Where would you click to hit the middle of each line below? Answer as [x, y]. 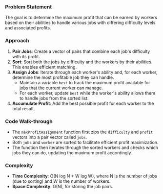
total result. [23, 108]
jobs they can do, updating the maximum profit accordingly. [72, 152]
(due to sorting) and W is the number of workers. [61, 181]
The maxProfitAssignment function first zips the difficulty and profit [82, 132]
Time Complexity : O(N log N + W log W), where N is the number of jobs [84, 176]
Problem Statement [29, 7]
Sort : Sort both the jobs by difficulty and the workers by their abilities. [82, 62]
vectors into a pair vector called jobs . [50, 137]
